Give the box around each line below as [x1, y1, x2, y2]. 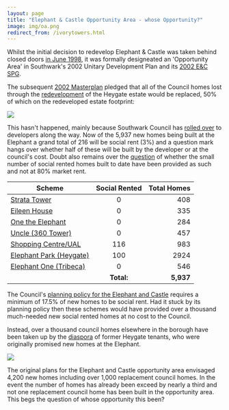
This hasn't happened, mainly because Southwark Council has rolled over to [7, 124, 222, 132]
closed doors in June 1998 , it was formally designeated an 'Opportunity [7, 55, 208, 64]
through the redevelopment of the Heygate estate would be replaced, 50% [7, 90, 217, 99]
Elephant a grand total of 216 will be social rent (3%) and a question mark [7, 138, 214, 146]
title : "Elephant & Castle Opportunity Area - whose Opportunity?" [7, 16, 204, 23]
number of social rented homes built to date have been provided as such [7, 160, 212, 168]
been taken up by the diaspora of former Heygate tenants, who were [7, 333, 200, 341]
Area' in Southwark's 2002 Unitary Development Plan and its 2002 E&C [7, 62, 208, 71]
